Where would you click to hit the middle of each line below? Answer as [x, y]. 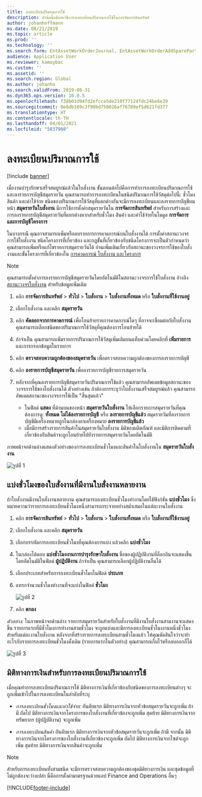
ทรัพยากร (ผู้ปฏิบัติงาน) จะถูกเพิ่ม [48, 719]
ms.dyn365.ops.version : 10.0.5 [46, 96]
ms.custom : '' [25, 68]
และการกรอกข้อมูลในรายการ [43, 346]
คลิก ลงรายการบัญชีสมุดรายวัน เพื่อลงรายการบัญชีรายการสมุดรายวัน [81, 370]
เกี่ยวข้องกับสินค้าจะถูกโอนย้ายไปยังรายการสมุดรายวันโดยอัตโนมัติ [88, 434]
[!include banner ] [28, 176]
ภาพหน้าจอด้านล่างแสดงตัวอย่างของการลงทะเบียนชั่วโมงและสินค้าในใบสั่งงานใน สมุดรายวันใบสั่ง [100, 446]
